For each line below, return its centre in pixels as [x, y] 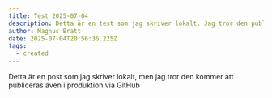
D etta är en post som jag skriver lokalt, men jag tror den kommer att [121, 77]
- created [32, 53]
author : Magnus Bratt [45, 31]
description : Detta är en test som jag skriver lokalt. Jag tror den [128, 23]
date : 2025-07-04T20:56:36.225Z [63, 38]
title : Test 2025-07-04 [49, 16]
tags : [17, 46]
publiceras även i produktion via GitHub [74, 85]
